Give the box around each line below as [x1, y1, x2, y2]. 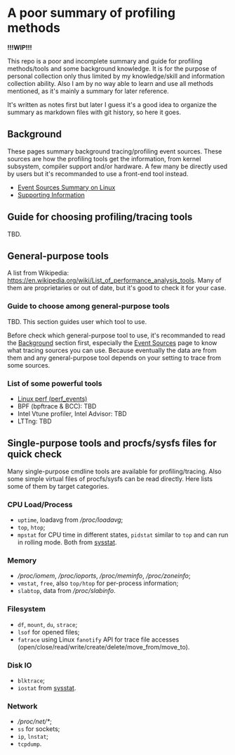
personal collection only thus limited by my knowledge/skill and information [7, 72, 225, 80]
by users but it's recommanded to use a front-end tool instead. [7, 169, 189, 177]
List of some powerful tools [7, 378, 102, 388]
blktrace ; [17, 676, 46, 685]
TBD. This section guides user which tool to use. [7, 317, 147, 325]
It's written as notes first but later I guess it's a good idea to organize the [7, 100, 217, 108]
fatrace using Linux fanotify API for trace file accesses [17, 635, 180, 644]
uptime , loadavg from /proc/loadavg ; [17, 516, 123, 524]
